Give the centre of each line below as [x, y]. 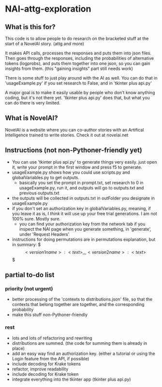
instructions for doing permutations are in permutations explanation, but [84, 239]
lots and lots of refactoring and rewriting [52, 338]
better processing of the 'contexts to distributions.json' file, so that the [82, 299]
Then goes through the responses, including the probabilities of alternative [79, 58]
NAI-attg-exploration [48, 9]
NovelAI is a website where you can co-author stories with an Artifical [74, 130]
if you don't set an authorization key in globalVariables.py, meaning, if [81, 208]
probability [23, 310]
